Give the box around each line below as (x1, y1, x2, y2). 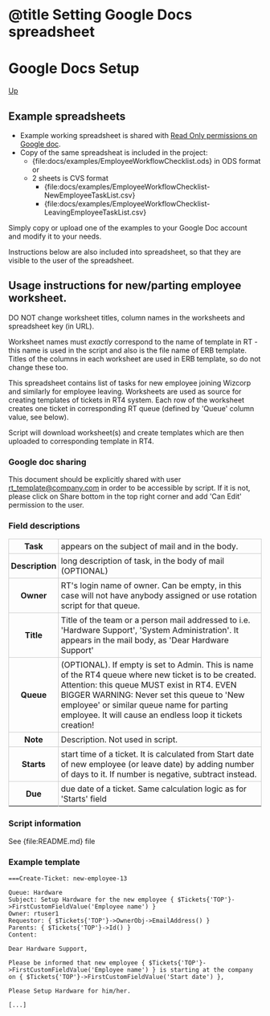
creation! (60, 720, 95, 731)
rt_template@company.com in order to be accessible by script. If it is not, (8, 484, 251, 493)
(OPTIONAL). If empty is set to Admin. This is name (60, 659, 254, 671)
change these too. (8, 362, 68, 372)
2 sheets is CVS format (31, 173, 108, 182)
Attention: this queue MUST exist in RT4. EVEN (60, 679, 237, 691)
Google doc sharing (8, 456, 87, 467)
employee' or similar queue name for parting (60, 700, 228, 711)
